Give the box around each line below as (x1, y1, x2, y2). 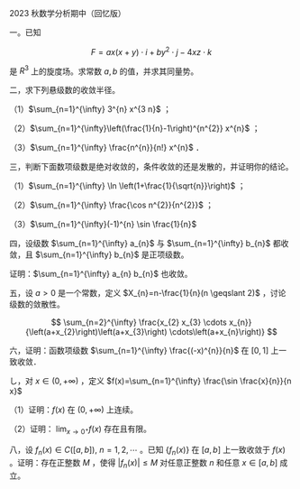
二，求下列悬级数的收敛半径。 (9, 85, 120, 96)
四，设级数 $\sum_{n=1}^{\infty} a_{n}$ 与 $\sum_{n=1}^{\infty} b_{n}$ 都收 (9, 238, 289, 249)
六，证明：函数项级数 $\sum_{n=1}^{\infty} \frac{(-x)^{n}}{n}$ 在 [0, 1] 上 (9, 346, 279, 356)
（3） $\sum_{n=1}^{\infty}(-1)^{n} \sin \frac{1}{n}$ (9, 219, 197, 230)
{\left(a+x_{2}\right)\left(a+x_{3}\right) (25, 327, 168, 337)
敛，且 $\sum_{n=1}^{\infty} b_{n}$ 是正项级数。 (9, 249, 189, 260)
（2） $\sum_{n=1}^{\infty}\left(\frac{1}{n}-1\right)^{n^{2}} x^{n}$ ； (9, 123, 260, 134)
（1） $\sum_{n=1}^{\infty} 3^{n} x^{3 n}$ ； (9, 104, 172, 115)
